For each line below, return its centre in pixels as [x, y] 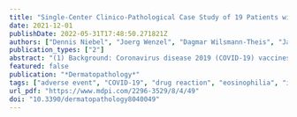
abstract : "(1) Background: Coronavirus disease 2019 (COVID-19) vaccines [150, 58]
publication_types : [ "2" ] [57, 50]
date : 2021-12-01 [41, 26]
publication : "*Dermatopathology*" [75, 75]
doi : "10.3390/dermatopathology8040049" [85, 99]
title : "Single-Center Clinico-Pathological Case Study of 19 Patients [144, 17]
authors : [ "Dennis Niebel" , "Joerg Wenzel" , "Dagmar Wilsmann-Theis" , [142, 42]
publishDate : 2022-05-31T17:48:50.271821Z [88, 33]
